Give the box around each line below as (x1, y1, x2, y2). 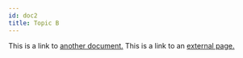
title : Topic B (8, 19, 60, 27)
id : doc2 (8, 11, 38, 20)
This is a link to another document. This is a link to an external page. (8, 41, 235, 50)
